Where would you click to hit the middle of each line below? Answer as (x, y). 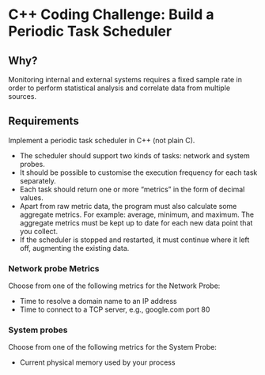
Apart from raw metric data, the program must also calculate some (128, 206)
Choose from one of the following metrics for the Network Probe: (114, 286)
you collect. (38, 231)
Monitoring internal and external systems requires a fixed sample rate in (125, 80)
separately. (38, 180)
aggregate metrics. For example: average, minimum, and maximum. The (137, 214)
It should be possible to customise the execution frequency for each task (138, 172)
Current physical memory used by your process (97, 362)
